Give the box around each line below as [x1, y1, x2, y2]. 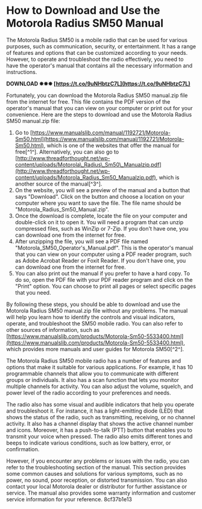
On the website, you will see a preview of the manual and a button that [14, 186, 190, 193]
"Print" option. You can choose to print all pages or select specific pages [14, 283, 196, 290]
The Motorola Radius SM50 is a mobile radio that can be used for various [6, 36, 188, 43]
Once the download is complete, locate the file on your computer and [14, 212, 188, 219]
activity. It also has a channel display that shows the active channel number [6, 420, 194, 427]
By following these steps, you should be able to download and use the [6, 301, 181, 308]
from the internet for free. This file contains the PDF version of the [6, 98, 171, 105]
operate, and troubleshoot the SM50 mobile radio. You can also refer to [6, 320, 183, 327]
